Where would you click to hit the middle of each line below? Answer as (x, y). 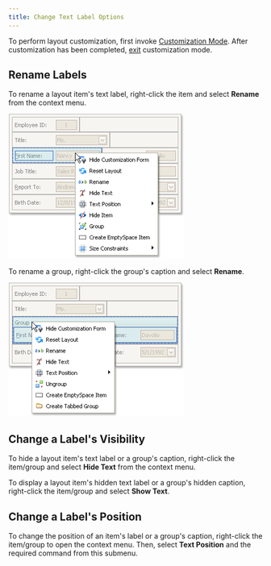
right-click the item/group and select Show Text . (89, 491)
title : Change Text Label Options (67, 17)
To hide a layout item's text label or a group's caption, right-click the (122, 459)
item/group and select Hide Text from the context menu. (102, 467)
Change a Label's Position (75, 516)
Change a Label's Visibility (77, 439)
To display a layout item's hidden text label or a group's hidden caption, (127, 483)
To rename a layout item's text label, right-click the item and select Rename (134, 94)
